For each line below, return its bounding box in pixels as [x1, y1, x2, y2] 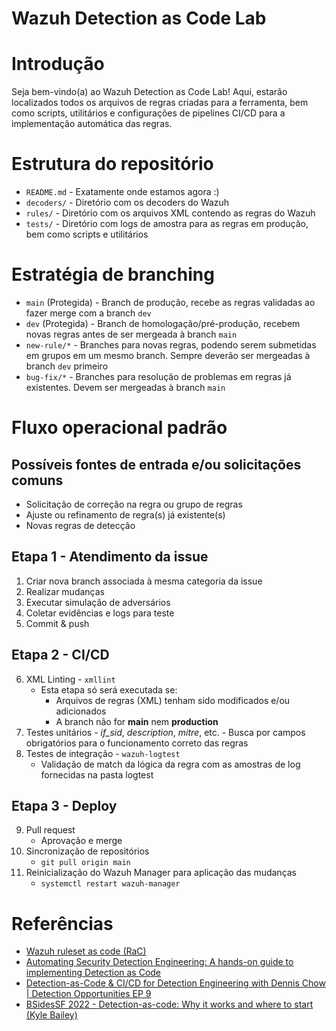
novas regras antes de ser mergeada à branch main [25, 328, 238, 340]
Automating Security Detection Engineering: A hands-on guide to [25, 956, 294, 968]
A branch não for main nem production [55, 715, 219, 727]
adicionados [55, 705, 107, 717]
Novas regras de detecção [25, 520, 136, 531]
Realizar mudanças [25, 585, 105, 597]
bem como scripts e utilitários [25, 228, 149, 241]
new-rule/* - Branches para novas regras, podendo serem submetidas [25, 339, 317, 351]
